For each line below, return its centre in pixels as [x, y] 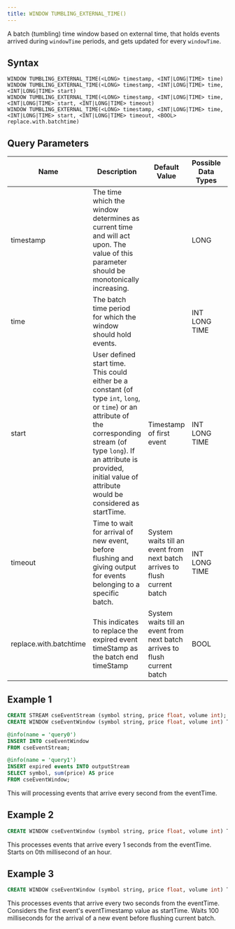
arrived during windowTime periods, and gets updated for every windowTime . [114, 41]
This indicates [116, 622]
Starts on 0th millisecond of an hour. [59, 852]
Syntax [23, 63]
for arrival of [113, 532]
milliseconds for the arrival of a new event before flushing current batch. [112, 918]
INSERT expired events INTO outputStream [69, 767]
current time [113, 227]
